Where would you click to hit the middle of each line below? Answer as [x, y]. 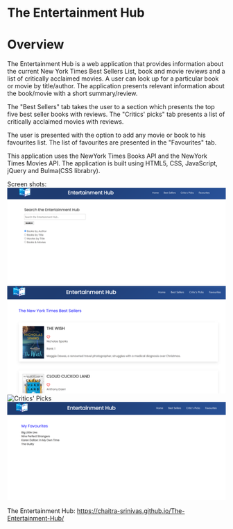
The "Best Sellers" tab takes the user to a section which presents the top [111, 107]
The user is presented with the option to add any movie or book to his [106, 135]
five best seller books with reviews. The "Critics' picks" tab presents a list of [116, 114]
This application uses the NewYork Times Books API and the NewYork [107, 156]
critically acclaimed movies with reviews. [66, 122]
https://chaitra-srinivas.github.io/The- [131, 511]
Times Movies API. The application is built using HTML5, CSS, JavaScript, [113, 163]
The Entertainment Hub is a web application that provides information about [115, 64]
